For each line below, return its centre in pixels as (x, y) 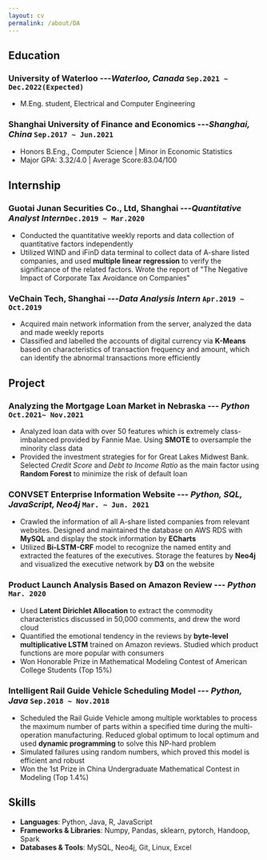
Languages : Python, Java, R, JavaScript (86, 822)
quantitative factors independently (76, 244)
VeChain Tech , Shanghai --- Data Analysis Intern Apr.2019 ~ (126, 299)
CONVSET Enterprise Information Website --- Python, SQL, (125, 495)
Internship (35, 185)
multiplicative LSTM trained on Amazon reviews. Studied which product (139, 644)
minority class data (51, 448)
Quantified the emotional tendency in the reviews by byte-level (124, 635)
